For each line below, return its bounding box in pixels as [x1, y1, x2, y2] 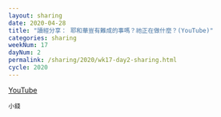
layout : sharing [8, 11, 62, 20]
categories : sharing [8, 33, 78, 42]
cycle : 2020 [8, 64, 48, 72]
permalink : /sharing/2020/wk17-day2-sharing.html [8, 57, 178, 64]
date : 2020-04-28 [8, 19, 66, 27]
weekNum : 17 [8, 41, 48, 49]
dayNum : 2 [8, 49, 42, 57]
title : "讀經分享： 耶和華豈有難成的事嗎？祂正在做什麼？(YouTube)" [8, 26, 214, 34]
